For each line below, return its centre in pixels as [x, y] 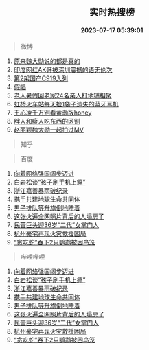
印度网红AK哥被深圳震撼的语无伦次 [63, 69]
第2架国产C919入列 [41, 78]
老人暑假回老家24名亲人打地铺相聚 [62, 95]
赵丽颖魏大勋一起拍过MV [49, 130]
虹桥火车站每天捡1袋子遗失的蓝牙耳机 [66, 104]
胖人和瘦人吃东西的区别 [47, 121]
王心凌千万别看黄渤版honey [53, 113]
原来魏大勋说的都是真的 [47, 61]
